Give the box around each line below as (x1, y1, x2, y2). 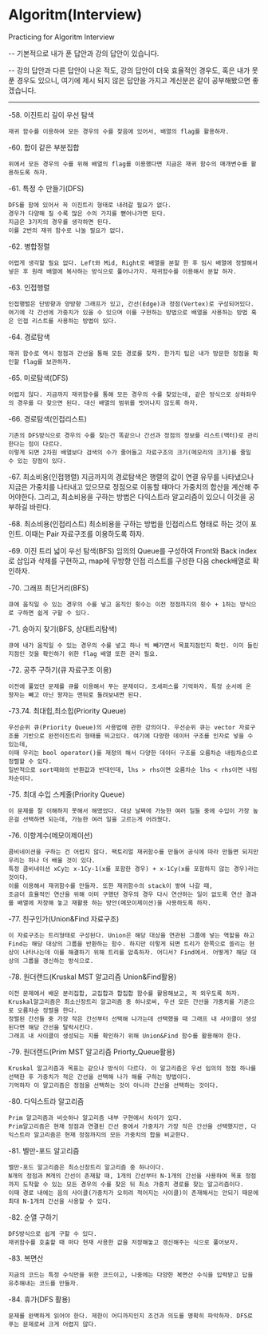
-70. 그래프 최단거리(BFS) (8, 582, 89, 593)
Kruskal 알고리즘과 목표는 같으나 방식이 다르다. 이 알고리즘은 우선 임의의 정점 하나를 (8, 1064, 257, 1073)
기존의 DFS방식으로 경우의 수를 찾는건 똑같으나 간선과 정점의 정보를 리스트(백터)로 (8, 431, 245, 439)
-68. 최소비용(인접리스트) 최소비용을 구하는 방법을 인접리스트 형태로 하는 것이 (8, 518, 249, 529)
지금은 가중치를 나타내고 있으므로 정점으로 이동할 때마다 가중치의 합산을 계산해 (8, 482, 251, 491)
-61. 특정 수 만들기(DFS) (8, 183, 85, 193)
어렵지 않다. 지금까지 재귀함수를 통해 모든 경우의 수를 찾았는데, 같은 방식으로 (8, 390, 231, 398)
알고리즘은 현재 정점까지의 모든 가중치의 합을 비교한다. (33, 1130, 190, 1139)
